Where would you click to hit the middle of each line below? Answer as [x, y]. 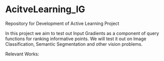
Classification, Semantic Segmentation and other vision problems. [74, 44]
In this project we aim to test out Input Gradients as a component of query [82, 33]
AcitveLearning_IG [45, 9]
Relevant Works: [22, 54]
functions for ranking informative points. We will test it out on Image [76, 39]
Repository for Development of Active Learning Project [62, 23]
